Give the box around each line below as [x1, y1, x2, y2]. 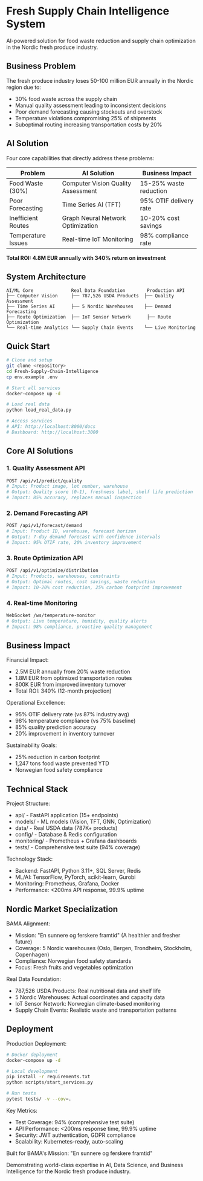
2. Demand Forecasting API [6, 509, 88, 517]
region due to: [6, 83, 41, 91]
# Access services [6, 418, 53, 424]
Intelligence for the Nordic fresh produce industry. [6, 1168, 131, 1175]
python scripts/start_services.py [6, 1079, 94, 1086]
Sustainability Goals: [6, 742, 57, 749]
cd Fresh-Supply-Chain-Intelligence [6, 368, 98, 374]
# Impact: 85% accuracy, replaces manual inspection [6, 494, 142, 501]
